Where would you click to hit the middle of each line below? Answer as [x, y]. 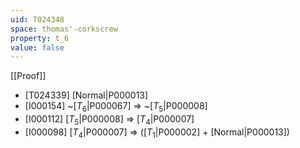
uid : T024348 [37, 19]
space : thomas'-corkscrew [64, 29]
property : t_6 [40, 38]
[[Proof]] [28, 76]
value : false [37, 47]
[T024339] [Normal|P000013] [86, 95]
